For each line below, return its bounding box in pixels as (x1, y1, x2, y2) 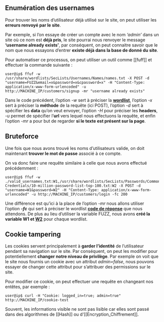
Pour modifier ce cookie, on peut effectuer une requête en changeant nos (5, 279, 154, 285)
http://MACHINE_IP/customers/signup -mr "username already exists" (5, 88, 145, 94)
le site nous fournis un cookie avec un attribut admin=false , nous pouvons (5, 259, 155, 265)
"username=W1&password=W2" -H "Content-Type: (5, 187, 99, 193)
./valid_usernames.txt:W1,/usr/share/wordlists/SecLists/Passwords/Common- (5, 179, 163, 184)
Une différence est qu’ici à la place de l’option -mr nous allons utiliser (5, 200, 144, 206)
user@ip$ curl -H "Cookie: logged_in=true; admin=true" (5, 294, 121, 298)
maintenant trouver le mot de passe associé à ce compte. (5, 150, 122, 156)
